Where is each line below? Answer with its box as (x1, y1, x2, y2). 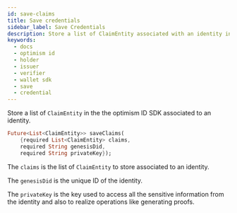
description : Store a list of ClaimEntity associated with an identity (7, 30, 222, 38)
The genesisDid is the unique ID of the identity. (7, 176, 143, 185)
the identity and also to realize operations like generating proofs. (7, 197, 195, 206)
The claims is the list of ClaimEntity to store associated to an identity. (7, 162, 209, 171)
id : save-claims (7, 10, 55, 18)
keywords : (7, 37, 37, 44)
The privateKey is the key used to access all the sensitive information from (7, 190, 224, 198)
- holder (13, 57, 39, 64)
